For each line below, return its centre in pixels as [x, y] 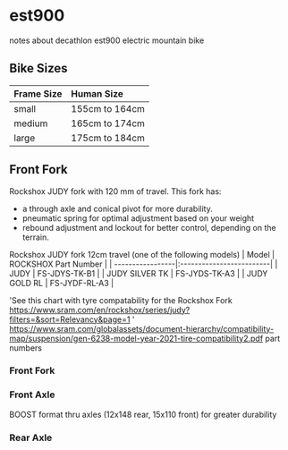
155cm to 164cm [108, 108]
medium [31, 123]
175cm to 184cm [108, 138]
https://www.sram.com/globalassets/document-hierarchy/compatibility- [142, 328]
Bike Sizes [39, 68]
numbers [26, 348]
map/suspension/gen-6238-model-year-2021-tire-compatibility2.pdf [136, 338]
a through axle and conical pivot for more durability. [117, 208]
